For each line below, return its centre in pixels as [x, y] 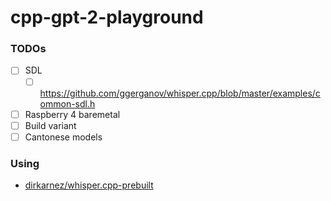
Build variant [50, 125]
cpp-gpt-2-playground [107, 17]
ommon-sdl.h [67, 103]
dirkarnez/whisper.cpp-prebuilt [89, 185]
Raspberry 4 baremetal [72, 114]
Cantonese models [63, 137]
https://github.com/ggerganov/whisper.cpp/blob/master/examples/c [180, 93]
